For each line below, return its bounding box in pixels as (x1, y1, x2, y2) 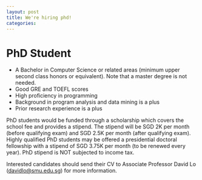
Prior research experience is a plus (15, 105, 103, 112)
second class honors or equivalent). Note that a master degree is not (15, 73, 187, 80)
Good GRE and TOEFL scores (15, 85, 89, 93)
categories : (6, 20, 36, 26)
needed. (15, 79, 36, 87)
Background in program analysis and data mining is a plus (15, 98, 160, 106)
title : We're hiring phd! (6, 15, 72, 21)
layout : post (6, 8, 39, 15)
